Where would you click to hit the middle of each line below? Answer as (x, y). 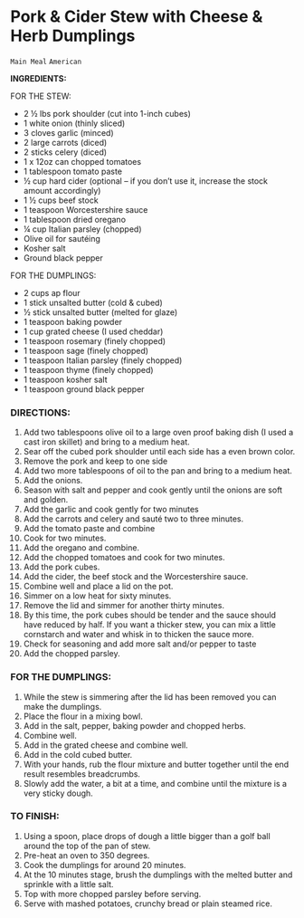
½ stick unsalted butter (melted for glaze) (100, 312)
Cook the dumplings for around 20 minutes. (104, 865)
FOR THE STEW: (41, 96)
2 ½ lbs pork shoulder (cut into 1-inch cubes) (107, 113)
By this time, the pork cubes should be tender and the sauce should (150, 615)
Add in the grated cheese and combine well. (105, 745)
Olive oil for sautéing (62, 238)
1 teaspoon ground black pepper (84, 389)
